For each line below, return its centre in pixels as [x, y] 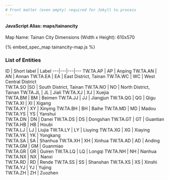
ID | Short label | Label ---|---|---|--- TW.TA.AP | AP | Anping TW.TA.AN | [81, 71]
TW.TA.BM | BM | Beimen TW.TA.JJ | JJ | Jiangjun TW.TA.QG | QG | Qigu [80, 98]
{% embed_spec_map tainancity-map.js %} [50, 47]
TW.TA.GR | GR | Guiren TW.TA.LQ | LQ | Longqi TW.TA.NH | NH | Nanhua [81, 151]
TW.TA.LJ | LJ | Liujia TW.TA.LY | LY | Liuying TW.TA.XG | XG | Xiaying [78, 130]
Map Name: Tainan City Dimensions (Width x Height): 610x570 [70, 37]
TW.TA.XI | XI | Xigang [28, 103]
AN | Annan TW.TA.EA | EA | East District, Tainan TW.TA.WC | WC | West [80, 77]
